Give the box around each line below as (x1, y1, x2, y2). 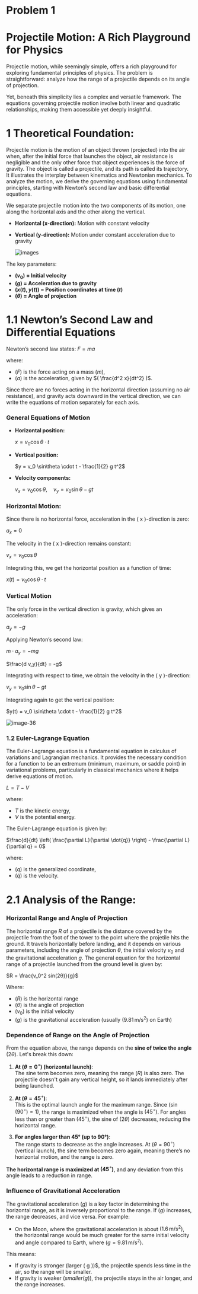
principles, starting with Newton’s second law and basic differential (6, 184, 170, 192)
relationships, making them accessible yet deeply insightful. (6, 106, 152, 113)
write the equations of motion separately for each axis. (6, 399, 140, 406)
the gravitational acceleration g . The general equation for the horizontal (6, 954, 181, 961)
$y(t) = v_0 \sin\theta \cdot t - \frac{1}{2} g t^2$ (6, 708, 122, 715)
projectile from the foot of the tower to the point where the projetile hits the (6, 933, 189, 941)
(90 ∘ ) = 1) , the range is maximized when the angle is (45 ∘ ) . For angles (14, 1107, 186, 1115)
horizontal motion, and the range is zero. (14, 1153, 114, 1160)
